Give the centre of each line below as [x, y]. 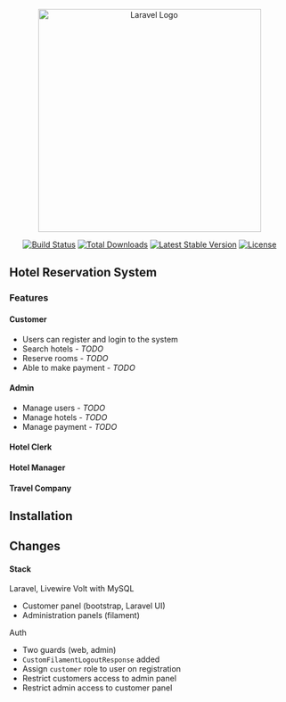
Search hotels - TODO [63, 349]
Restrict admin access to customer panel [97, 688]
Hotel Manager [37, 467]
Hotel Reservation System [83, 273]
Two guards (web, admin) [69, 650]
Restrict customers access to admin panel [99, 679]
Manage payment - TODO [69, 426]
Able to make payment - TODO [78, 368]
